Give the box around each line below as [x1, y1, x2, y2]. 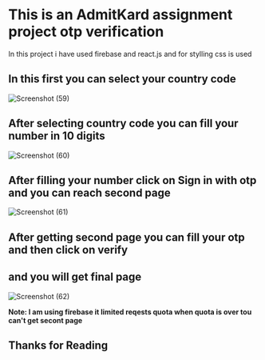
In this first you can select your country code [8, 72, 237, 86]
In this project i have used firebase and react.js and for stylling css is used [8, 49, 252, 58]
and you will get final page [8, 270, 142, 284]
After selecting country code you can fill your [8, 117, 239, 130]
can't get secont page [8, 315, 83, 325]
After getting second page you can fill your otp [8, 230, 245, 244]
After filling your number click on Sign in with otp [8, 174, 257, 187]
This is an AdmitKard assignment [8, 6, 233, 24]
